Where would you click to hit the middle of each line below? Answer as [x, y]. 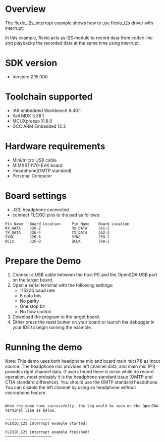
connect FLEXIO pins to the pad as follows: [56, 215]
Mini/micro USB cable [34, 160]
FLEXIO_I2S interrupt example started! [46, 423]
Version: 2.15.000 [30, 77]
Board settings [36, 195]
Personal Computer [32, 176]
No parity [29, 301]
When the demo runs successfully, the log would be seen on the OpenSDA [82, 406]
